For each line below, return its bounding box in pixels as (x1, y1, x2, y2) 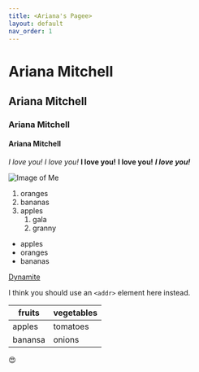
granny (32, 223, 57, 233)
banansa (12, 335, 46, 346)
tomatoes (53, 321, 89, 332)
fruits (18, 307, 41, 318)
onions (53, 335, 80, 346)
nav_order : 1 (8, 27, 53, 35)
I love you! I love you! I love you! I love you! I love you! (8, 157, 191, 167)
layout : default (8, 20, 63, 28)
